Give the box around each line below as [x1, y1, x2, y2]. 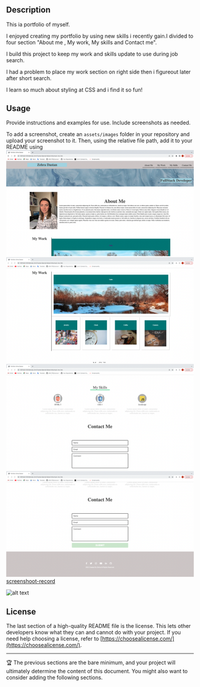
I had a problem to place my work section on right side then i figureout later [6, 68, 191, 75]
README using [6, 143, 43, 151]
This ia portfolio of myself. [6, 20, 70, 28]
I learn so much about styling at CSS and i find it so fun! [6, 86, 143, 93]
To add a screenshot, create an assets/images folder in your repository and [6, 131, 190, 138]
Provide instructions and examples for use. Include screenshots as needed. [6, 119, 191, 127]
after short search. [6, 74, 52, 82]
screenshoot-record [6, 578, 55, 585]
